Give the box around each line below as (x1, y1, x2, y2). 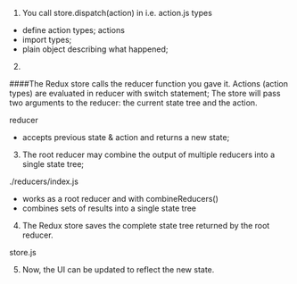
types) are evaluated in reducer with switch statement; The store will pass (9, 88, 281, 98)
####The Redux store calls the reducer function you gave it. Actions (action (9, 79, 288, 88)
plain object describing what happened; (21, 44, 169, 54)
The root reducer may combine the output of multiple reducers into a (21, 149, 276, 160)
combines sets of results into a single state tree (21, 203, 196, 213)
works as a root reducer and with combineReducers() (21, 194, 219, 204)
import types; (21, 35, 72, 45)
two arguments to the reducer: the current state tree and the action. (9, 97, 258, 108)
